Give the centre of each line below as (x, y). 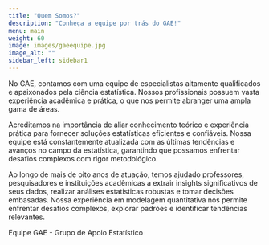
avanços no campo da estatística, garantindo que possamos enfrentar (124, 150)
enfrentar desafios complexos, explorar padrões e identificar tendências (128, 208)
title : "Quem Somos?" (45, 16)
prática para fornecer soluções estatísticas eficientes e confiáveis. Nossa (130, 133)
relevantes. (27, 217)
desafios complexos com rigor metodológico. (83, 158)
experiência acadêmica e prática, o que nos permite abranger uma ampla (130, 100)
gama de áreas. (34, 108)
